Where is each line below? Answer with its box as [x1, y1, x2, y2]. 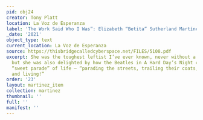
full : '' [6, 99, 28, 105]
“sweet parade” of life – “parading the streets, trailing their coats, [11, 65, 199, 72]
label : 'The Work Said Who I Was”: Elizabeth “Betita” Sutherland [6, 25, 177, 32]
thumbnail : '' [6, 93, 42, 99]
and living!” [11, 71, 45, 77]
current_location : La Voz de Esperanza [6, 43, 107, 49]
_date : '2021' [6, 32, 42, 38]
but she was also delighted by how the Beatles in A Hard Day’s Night [11, 59, 193, 65]
